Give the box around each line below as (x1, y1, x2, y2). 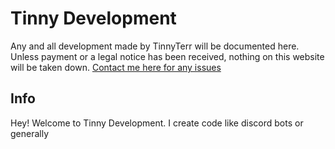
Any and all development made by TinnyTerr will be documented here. (10, 40, 300, 52)
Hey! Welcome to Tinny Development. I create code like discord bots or (10, 117, 304, 129)
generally (10, 127, 50, 139)
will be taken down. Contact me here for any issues (10, 61, 222, 73)
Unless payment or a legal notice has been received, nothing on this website (10, 50, 325, 62)
